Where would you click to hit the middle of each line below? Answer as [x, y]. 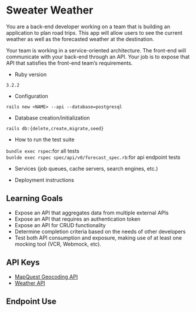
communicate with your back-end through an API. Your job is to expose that [98, 57]
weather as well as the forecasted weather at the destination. [80, 39]
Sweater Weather [50, 10]
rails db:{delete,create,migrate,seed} [55, 128]
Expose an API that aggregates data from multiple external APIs [92, 213]
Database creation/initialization [52, 118]
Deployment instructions [44, 180]
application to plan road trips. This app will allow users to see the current [94, 32]
